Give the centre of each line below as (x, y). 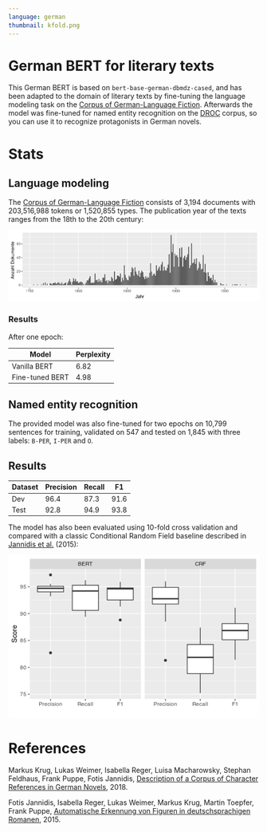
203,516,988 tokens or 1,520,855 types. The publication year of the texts (128, 211)
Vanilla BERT (32, 366)
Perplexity (93, 354)
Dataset (25, 487)
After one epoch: (36, 337)
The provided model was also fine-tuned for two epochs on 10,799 (118, 424)
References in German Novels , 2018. (68, 787)
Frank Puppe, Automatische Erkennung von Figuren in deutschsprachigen (130, 811)
